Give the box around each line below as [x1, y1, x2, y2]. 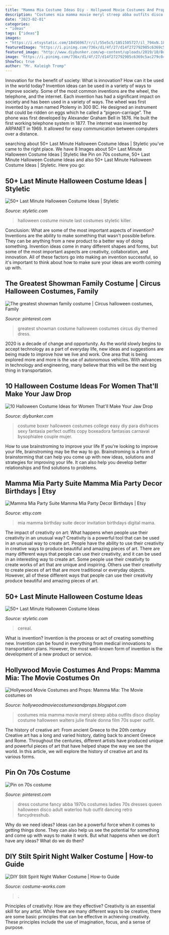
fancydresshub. [17, 812, 50, 818]
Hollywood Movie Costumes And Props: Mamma [5, 665, 160, 674]
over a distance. [5, 131, 39, 137]
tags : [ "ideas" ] [5, 31, 39, 36]
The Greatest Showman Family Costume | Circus [5, 279, 161, 288]
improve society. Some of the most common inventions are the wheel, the [5, 88, 158, 94]
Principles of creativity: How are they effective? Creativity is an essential [5, 903, 155, 909]
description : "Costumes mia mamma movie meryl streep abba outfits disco [5, 12, 163, 17]
